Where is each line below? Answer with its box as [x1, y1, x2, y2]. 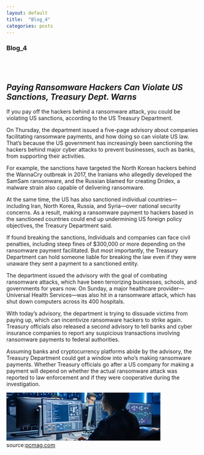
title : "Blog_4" [6, 16, 51, 23]
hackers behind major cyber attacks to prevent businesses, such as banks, [6, 146, 195, 154]
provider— [157, 285, 185, 292]
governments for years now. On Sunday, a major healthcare [6, 285, 157, 292]
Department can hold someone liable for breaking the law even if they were [6, 254, 197, 261]
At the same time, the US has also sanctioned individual [6, 196, 147, 203]
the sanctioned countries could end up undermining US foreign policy [6, 216, 183, 223]
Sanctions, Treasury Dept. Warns [6, 92, 137, 103]
